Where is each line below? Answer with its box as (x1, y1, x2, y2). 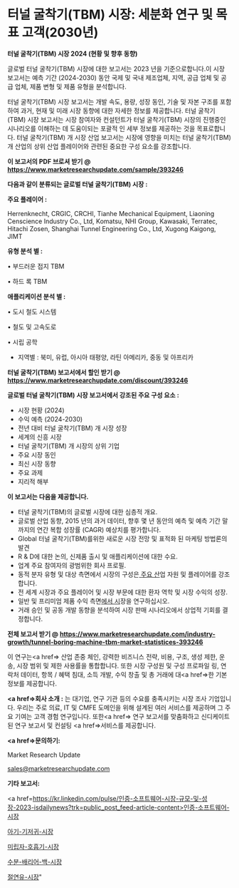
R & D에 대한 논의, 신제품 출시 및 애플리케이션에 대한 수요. (17, 552, 178, 561)
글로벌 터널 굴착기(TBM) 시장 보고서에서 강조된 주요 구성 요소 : (7, 390, 179, 399)
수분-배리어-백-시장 (7, 857, 63, 866)
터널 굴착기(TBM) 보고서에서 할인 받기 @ (7, 368, 121, 377)
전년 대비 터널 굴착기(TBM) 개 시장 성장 (17, 424, 127, 432)
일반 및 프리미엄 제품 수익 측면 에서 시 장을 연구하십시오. (17, 596, 170, 605)
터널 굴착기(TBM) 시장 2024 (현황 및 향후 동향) (7, 49, 138, 58)
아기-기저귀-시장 (7, 827, 54, 835)
